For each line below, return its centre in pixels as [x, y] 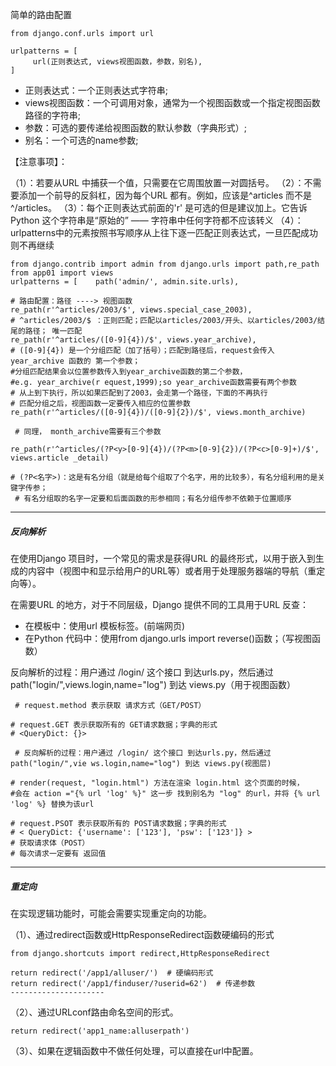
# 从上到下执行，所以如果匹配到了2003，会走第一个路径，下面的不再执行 [139, 393]
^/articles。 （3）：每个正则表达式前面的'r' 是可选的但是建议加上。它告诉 [159, 207]
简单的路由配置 [41, 14]
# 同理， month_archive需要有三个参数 [88, 432]
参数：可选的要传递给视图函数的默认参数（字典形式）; [136, 127]
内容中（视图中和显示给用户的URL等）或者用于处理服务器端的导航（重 [172, 570]
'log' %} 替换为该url [52, 804]
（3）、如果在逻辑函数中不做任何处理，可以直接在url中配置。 [134, 1050]
